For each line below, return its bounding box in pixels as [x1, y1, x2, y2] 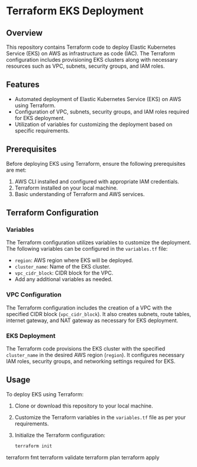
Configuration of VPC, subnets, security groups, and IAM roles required [14, 108, 189, 115]
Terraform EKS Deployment [6, 4, 144, 18]
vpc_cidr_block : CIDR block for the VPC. [14, 269, 114, 277]
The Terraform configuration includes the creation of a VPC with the [6, 304, 172, 311]
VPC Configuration [6, 291, 62, 299]
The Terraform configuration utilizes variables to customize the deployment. [6, 239, 192, 246]
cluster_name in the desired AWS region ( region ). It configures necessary [6, 351, 185, 358]
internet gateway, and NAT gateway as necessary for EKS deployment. [6, 317, 179, 324]
